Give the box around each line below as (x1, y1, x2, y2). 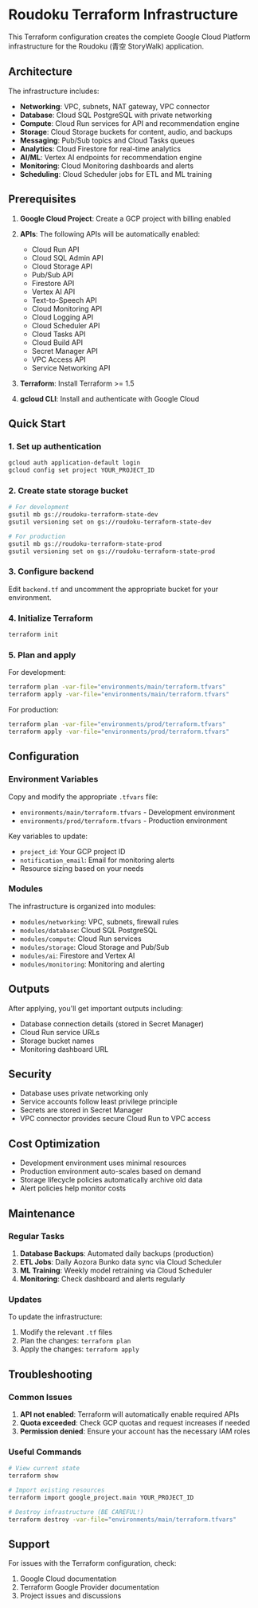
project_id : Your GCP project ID (19, 846, 126, 856)
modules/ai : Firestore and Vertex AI (19, 951, 135, 960)
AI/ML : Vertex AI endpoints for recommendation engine (19, 152, 202, 162)
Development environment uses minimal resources (19, 1158, 187, 1168)
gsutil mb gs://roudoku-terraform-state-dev (8, 511, 158, 519)
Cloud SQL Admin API (31, 253, 104, 262)
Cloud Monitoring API (31, 304, 102, 313)
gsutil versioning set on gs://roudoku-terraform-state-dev (8, 518, 213, 527)
